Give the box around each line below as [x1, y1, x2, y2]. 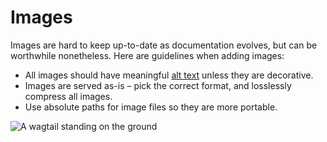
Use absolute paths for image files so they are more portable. [24, 101, 278, 113]
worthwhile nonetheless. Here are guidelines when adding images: [10, 49, 285, 61]
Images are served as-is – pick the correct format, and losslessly [24, 79, 292, 91]
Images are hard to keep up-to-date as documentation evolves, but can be [10, 39, 318, 51]
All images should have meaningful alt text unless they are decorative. [24, 69, 314, 81]
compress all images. [24, 90, 113, 102]
